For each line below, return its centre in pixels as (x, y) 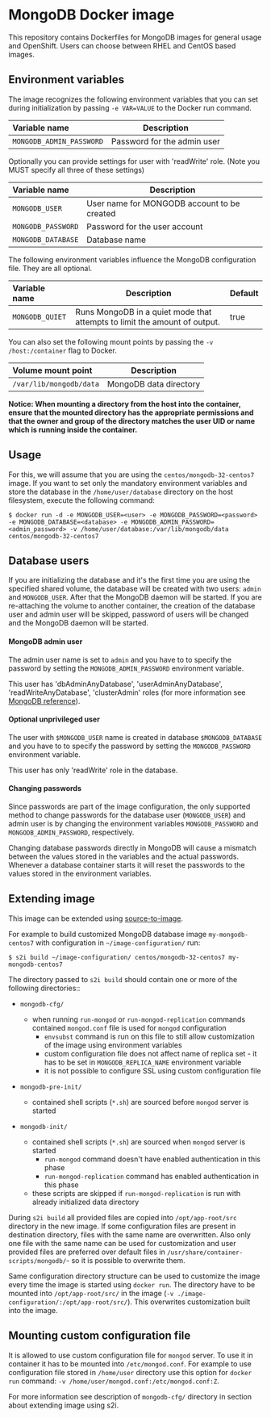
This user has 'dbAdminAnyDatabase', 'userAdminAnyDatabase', (116, 684)
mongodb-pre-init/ (51, 1087)
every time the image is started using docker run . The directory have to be (132, 1284)
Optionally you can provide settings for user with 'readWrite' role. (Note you (134, 161)
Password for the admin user (166, 141)
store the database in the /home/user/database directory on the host (121, 491)
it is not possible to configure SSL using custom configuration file (152, 1070)
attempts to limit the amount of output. (148, 322)
